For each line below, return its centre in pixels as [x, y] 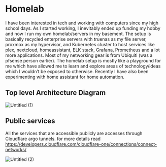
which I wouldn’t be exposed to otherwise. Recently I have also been [77, 71]
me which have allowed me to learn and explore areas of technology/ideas [83, 66]
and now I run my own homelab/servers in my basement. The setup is [78, 34]
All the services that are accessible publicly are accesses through [74, 133]
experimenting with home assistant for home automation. [65, 77]
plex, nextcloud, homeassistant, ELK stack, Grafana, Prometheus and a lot [82, 50]
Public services [30, 121]
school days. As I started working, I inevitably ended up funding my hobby [83, 28]
